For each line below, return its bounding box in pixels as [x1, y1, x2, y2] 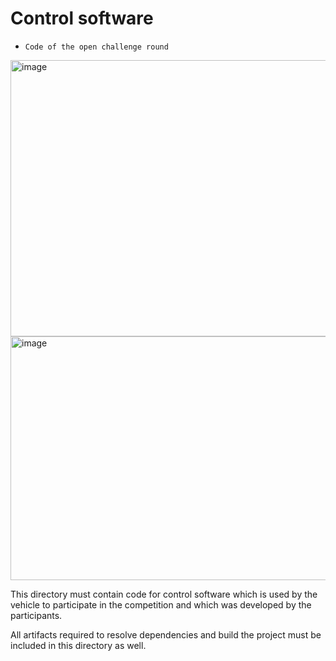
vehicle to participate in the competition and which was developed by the [10, 598, 312, 611]
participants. [10, 609, 63, 621]
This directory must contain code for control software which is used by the [10, 588, 318, 600]
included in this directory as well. [10, 639, 147, 651]
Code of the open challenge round [24, 42, 169, 52]
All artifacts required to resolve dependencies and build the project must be [10, 628, 322, 641]
